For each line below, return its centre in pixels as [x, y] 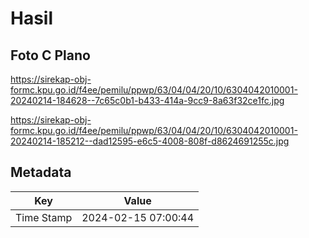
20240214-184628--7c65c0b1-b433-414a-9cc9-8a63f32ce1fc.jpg [147, 100]
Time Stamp [44, 217]
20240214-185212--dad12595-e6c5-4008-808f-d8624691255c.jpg [150, 141]
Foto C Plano [50, 55]
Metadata [41, 172]
